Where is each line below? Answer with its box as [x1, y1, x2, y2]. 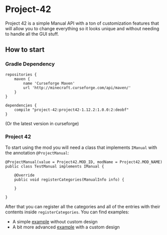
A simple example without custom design [12, 218, 98, 224]
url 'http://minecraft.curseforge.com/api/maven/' [23, 85, 131, 90]
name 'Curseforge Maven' [23, 81, 75, 86]
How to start [5, 45, 45, 54]
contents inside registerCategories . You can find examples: [5, 209, 129, 215]
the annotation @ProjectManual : [5, 149, 69, 155]
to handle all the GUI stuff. [5, 31, 59, 37]
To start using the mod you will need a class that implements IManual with [5, 144, 157, 150]
